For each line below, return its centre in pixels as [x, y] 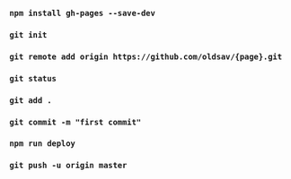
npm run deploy [43, 144]
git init [28, 34]
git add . [31, 100]
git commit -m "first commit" [75, 122]
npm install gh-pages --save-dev [82, 13]
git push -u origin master [68, 166]
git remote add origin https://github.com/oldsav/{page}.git [146, 56]
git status [33, 78]
